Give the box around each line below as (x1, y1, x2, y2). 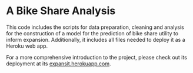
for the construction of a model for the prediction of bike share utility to (6, 29, 178, 36)
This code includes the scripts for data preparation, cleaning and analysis (6, 24, 184, 31)
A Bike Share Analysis (6, 4, 116, 18)
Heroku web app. (6, 42, 48, 49)
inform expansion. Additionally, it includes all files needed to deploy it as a (6, 36, 185, 43)
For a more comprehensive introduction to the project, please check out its (6, 54, 187, 61)
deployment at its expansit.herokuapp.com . (6, 60, 111, 67)
